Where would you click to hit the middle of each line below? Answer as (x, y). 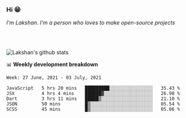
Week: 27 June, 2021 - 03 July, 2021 (54, 78)
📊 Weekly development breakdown (52, 64)
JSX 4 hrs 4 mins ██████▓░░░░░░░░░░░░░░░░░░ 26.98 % (93, 94)
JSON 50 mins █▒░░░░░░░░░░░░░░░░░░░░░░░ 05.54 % (93, 104)
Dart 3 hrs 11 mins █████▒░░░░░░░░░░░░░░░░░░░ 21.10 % (93, 99)
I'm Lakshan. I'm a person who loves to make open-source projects (91, 23)
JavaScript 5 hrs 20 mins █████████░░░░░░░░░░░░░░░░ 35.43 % (93, 88)
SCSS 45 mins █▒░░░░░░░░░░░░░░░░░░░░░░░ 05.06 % (93, 110)
